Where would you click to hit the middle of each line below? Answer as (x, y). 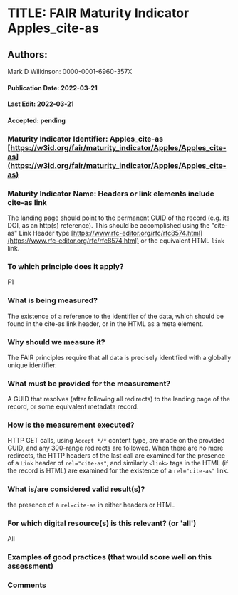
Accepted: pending (36, 120)
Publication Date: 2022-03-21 (52, 88)
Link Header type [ (46, 233)
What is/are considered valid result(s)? (76, 489)
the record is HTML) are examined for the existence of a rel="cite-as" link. (118, 470)
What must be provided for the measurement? (89, 384)
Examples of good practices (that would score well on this (110, 557)
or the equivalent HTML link (182, 241)
